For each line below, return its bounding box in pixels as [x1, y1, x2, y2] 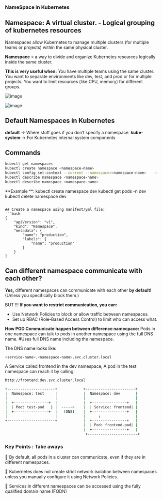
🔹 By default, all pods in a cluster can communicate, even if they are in [5, 454, 146, 460]
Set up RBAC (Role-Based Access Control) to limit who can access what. [12, 316, 158, 322]
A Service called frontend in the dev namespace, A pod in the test [5, 363, 137, 369]
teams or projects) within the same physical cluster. [5, 44, 108, 50]
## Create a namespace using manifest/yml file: [5, 207, 105, 212]
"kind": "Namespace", [14, 224, 57, 229]
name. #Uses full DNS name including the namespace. [5, 336, 114, 342]
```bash [5, 211, 21, 216]
